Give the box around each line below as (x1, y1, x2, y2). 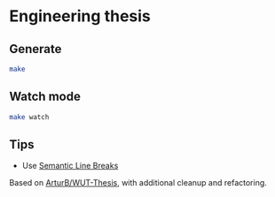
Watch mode (9, 89, 82, 104)
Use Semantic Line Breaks (21, 161, 119, 171)
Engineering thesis (9, 6, 151, 27)
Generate (9, 42, 62, 57)
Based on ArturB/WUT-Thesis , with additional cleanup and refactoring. (9, 178, 268, 188)
